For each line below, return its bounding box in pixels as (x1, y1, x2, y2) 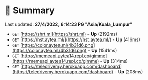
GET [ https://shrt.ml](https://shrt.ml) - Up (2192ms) (12, 31, 118, 37)
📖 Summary (5, 5, 55, 16)
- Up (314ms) (100, 58, 128, 64)
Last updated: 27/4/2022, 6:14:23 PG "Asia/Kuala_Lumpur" (5, 21, 133, 27)
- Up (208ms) (114, 68, 143, 75)
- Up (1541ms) (87, 47, 117, 53)
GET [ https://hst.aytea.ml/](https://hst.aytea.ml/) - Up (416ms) (12, 36, 140, 43)
